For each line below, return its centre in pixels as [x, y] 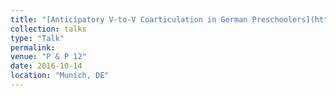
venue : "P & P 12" [48, 57]
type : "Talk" [37, 38]
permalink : [33, 47]
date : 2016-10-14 [46, 66]
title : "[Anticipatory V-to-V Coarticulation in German [129, 19]
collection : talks [48, 29]
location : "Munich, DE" [60, 76]
